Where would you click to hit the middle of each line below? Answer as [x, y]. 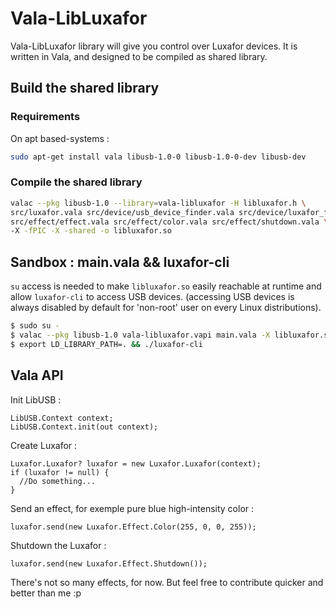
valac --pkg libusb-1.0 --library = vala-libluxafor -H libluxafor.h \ [158, 203]
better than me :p [46, 593]
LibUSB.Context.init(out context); [84, 427]
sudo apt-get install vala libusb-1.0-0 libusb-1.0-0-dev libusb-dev [158, 157]
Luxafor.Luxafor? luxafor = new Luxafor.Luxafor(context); [136, 463]
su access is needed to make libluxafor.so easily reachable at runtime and [166, 286]
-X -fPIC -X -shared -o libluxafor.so [91, 231]
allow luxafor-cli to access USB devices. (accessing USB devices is [152, 297]
